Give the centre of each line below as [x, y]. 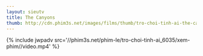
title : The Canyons [31, 17]
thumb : [14, 23]
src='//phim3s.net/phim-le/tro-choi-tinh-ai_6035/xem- [122, 40]
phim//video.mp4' [29, 46]
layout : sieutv [25, 12]
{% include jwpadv [30, 40]
